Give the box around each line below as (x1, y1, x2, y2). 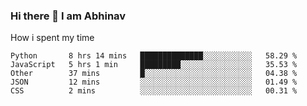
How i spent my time (10, 32, 95, 44)
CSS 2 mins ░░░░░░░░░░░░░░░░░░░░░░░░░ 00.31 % (10, 86, 298, 96)
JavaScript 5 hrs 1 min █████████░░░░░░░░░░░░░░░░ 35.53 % (10, 60, 298, 70)
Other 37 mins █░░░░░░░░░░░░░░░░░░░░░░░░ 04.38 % (10, 69, 298, 79)
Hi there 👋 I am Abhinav (10, 9, 127, 23)
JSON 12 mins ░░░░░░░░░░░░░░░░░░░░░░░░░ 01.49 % (10, 77, 298, 88)
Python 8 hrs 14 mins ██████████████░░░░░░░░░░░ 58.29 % (10, 51, 298, 61)
